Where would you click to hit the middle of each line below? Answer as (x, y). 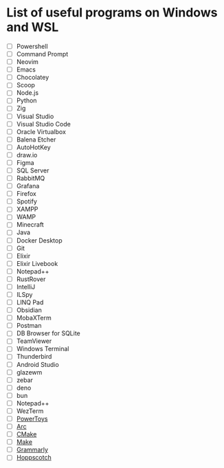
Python (26, 100)
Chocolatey (33, 78)
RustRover (31, 279)
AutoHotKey (33, 147)
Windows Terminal (43, 349)
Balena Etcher (36, 140)
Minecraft (30, 225)
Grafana (28, 186)
